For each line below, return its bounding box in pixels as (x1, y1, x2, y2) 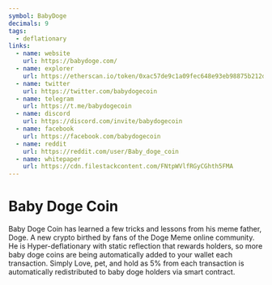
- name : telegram (15, 95, 74, 103)
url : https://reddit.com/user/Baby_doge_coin (23, 147, 180, 155)
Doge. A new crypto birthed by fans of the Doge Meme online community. (8, 232, 255, 243)
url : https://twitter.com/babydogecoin (23, 87, 158, 96)
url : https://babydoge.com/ (23, 57, 117, 66)
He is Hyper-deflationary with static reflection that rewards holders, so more (8, 241, 263, 251)
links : (8, 42, 31, 50)
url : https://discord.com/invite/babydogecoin (23, 117, 183, 125)
